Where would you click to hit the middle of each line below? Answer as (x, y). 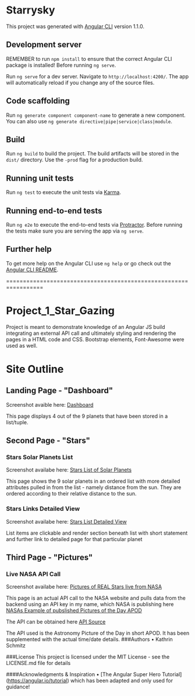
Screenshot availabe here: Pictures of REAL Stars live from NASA (84, 587)
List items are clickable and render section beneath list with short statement (97, 533)
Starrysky (31, 10)
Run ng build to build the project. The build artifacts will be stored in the (93, 154)
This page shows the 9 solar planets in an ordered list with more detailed (93, 481)
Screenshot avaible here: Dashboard (50, 404)
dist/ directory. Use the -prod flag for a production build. (75, 160)
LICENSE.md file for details (38, 663)
